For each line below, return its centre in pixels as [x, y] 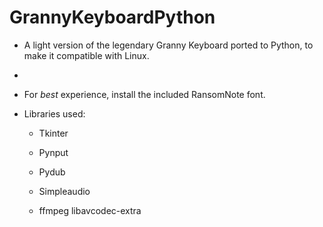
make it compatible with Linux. [86, 55]
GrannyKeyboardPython [112, 17]
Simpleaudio [64, 191]
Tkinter [53, 133]
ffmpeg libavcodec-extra [90, 210]
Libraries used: [54, 113]
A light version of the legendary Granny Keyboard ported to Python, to [168, 45]
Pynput [53, 152]
